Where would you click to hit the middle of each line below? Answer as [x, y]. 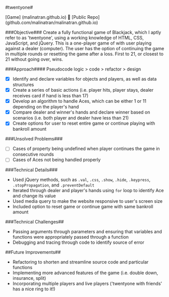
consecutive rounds [33, 155]
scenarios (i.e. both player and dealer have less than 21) [71, 118]
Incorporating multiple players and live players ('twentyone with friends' [87, 284]
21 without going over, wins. [34, 59]
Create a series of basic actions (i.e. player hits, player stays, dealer [83, 90]
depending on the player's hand [46, 107]
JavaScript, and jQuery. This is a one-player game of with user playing [78, 43]
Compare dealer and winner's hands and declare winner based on [81, 112]
